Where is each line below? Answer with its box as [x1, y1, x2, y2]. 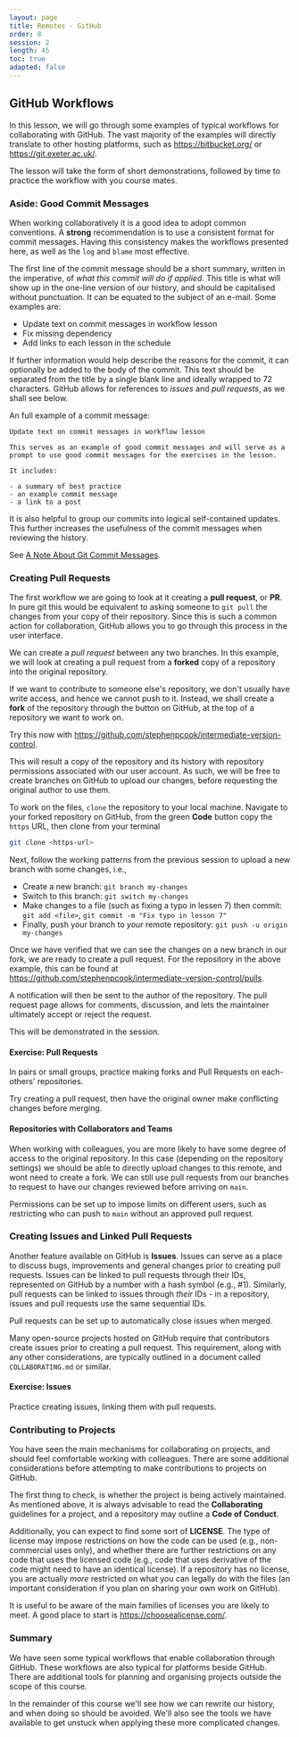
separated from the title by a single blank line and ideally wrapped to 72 [9, 373, 273, 384]
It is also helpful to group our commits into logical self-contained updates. [9, 513, 281, 523]
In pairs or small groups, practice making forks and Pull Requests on [9, 1066, 261, 1077]
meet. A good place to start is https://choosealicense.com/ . [9, 1609, 228, 1621]
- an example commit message [9, 489, 118, 498]
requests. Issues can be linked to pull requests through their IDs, [9, 1269, 246, 1280]
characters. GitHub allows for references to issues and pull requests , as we [9, 383, 286, 394]
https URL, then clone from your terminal [9, 821, 161, 831]
